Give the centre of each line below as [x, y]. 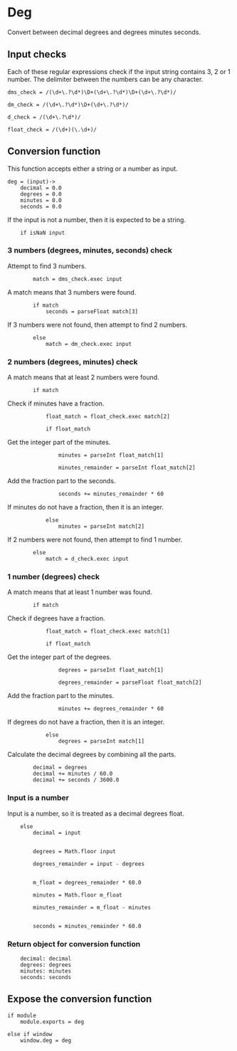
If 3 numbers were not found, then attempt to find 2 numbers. [98, 324]
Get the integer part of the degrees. [59, 657]
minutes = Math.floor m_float [78, 895]
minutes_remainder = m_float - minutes [92, 907]
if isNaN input [43, 233]
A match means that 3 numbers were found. [72, 292]
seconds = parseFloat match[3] [92, 311]
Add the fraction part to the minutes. [61, 696]
